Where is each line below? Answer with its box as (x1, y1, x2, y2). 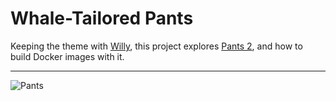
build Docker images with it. (10, 50, 125, 62)
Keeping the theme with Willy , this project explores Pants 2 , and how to (10, 40, 303, 52)
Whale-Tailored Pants (10, 7, 194, 30)
